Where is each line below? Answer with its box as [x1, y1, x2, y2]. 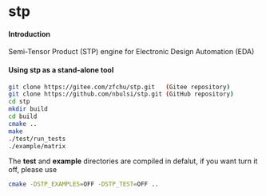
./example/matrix [8, 142, 66, 150]
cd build [8, 112, 38, 121]
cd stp [8, 98, 30, 106]
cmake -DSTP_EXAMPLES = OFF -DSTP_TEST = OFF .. [8, 180, 159, 189]
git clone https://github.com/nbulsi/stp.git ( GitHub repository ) [8, 90, 234, 98]
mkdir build [8, 105, 48, 113]
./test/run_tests [8, 135, 66, 143]
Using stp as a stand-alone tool [8, 65, 114, 74]
